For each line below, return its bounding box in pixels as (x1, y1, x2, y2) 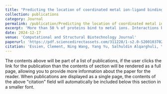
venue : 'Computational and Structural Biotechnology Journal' (5, 35, 137, 40)
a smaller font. (5, 84, 35, 90)
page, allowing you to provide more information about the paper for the (5, 68, 151, 74)
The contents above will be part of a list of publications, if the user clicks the (5, 57, 162, 63)
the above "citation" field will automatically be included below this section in (5, 79, 161, 85)
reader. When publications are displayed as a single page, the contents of (5, 73, 156, 79)
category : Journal (5, 16, 43, 21)
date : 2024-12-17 (5, 30, 41, 35)
